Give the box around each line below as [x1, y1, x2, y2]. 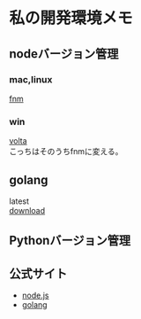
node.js [21, 290, 50, 301]
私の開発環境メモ [9, 8, 134, 28]
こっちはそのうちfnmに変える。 [9, 146, 123, 157]
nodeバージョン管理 [9, 46, 119, 61]
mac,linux [9, 73, 53, 85]
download [9, 205, 46, 215]
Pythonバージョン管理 [9, 233, 130, 248]
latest [9, 196, 29, 206]
